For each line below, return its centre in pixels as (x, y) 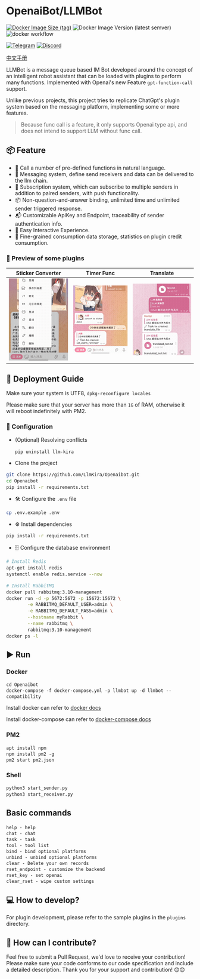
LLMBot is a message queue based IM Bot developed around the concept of (100, 69)
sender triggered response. (48, 208)
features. (17, 113)
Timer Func (100, 273)
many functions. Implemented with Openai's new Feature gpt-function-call (99, 82)
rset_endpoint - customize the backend (56, 869)
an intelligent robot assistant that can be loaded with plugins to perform (94, 76)
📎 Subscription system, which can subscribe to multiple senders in (96, 187)
